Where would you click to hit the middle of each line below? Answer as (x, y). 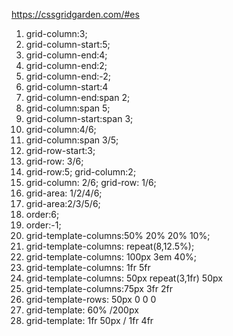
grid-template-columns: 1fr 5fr (88, 267)
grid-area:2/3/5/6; (63, 203)
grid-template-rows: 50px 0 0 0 (91, 299)
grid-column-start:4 (67, 87)
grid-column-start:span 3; (79, 118)
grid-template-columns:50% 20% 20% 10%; (118, 235)
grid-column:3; (56, 33)
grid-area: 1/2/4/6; (64, 193)
